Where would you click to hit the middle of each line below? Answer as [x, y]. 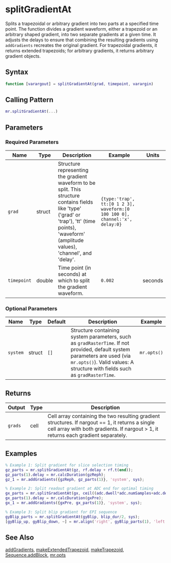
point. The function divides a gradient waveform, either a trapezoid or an [81, 29]
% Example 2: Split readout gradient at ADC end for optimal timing [79, 488]
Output [17, 408]
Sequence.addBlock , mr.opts [36, 555]
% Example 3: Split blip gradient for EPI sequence [61, 512]
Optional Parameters [31, 308]
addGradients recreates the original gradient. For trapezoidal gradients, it [81, 45]
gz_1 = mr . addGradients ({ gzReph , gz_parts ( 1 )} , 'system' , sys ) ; [75, 479]
